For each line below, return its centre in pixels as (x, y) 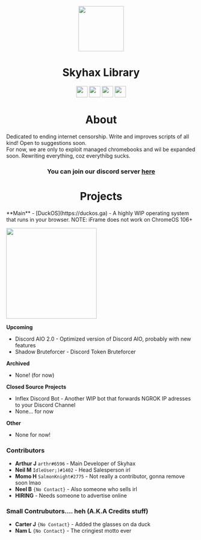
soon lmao (28, 483)
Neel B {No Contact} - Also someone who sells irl (76, 489)
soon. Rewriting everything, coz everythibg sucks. (68, 156)
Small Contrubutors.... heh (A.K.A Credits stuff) (77, 511)
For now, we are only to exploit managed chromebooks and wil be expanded (101, 149)
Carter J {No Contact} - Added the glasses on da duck (83, 524)
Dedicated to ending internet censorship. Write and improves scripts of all (98, 137)
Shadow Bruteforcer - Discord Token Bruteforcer (76, 352)
